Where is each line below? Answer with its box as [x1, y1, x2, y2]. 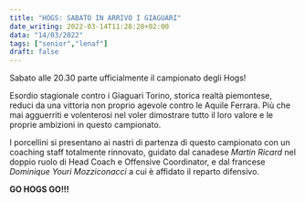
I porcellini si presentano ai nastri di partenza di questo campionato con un [9, 137, 290, 148]
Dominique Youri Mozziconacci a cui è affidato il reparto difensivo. [9, 166, 260, 177]
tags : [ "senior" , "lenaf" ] [9, 38, 108, 48]
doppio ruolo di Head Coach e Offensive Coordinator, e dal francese [9, 156, 266, 167]
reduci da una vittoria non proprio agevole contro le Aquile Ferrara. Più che [9, 100, 290, 111]
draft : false [9, 48, 59, 57]
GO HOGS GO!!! [9, 184, 70, 195]
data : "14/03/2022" [9, 30, 84, 39]
